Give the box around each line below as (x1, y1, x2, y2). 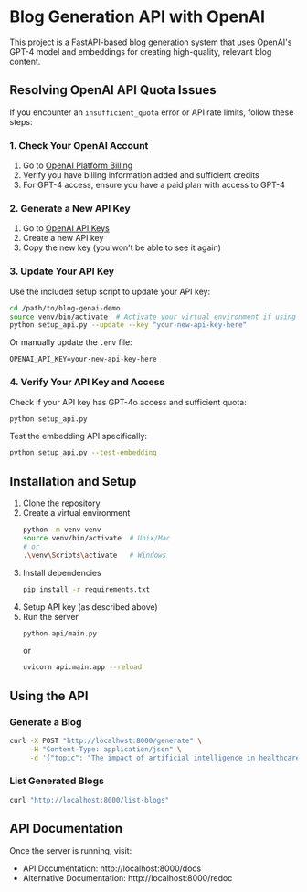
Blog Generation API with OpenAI (9, 6, 266, 27)
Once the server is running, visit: (9, 845, 132, 855)
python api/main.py (22, 628, 98, 638)
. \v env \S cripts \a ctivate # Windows (22, 551, 167, 560)
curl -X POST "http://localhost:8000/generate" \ (9, 736, 203, 745)
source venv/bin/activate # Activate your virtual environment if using (9, 312, 297, 321)
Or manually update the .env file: (9, 337, 132, 348)
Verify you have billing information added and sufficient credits (22, 170, 260, 181)
